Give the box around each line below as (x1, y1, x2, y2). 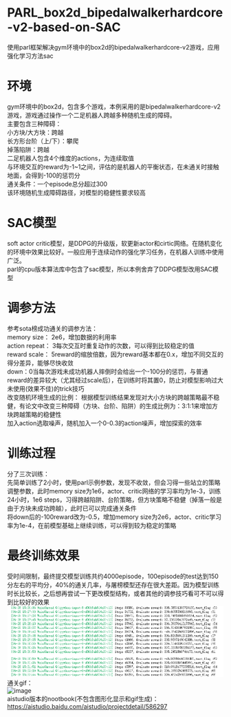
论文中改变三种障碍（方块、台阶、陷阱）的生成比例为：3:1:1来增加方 (25, 401, 219, 410)
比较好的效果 (12, 597, 49, 606)
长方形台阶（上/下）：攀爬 (7, 136, 79, 145)
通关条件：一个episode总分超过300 (7, 180, 108, 188)
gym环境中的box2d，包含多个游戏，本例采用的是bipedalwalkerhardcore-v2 (7, 102, 221, 111)
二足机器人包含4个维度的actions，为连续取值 (7, 153, 134, 162)
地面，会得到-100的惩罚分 (7, 171, 80, 180)
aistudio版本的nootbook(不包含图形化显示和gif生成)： (7, 695, 159, 703)
